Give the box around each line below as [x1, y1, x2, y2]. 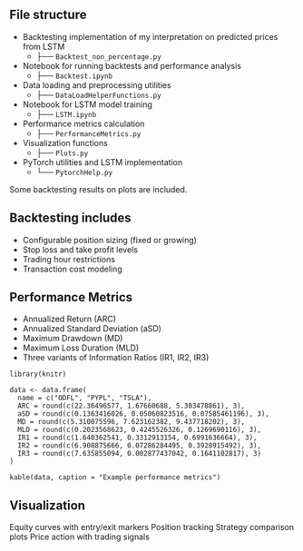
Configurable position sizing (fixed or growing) [22, 234, 198, 245]
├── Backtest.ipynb [35, 70, 113, 81]
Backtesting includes [9, 211, 132, 226]
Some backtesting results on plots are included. [9, 183, 188, 194]
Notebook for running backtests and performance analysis [22, 60, 242, 71]
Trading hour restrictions [22, 253, 116, 264]
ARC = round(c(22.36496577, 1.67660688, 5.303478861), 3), [17, 401, 246, 411]
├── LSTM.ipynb [35, 108, 97, 119]
